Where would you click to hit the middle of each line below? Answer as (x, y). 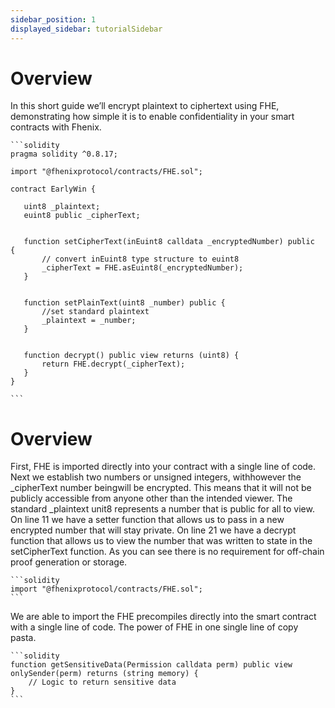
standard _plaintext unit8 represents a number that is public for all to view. (162, 509)
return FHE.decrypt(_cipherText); (113, 364)
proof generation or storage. (69, 562)
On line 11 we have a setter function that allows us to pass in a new (147, 520)
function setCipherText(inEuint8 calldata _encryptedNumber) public (169, 242)
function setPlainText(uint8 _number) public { (124, 303)
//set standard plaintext (95, 312)
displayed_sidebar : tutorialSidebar (86, 29)
